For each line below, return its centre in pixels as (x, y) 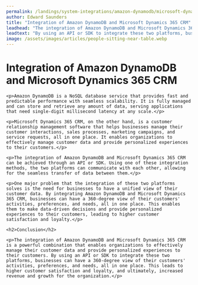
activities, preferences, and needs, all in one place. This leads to (95, 266)
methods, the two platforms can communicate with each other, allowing (96, 168)
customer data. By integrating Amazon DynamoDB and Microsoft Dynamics (96, 194)
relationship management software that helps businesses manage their (95, 127)
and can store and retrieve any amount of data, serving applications (95, 106)
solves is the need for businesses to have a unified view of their (92, 189)
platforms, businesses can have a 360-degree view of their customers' (96, 260)
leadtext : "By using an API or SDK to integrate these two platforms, (95, 33)
